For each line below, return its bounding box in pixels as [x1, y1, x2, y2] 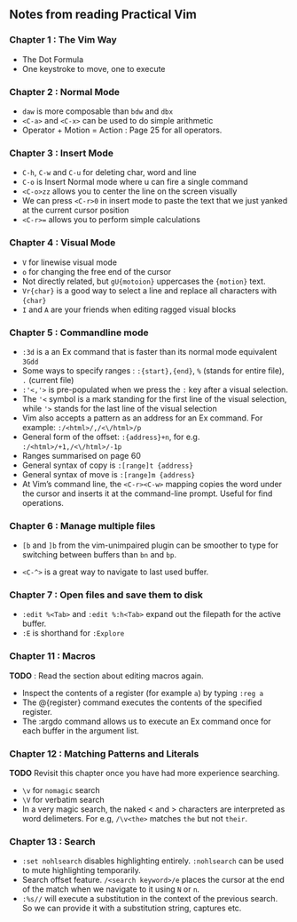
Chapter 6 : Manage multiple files [9, 519, 156, 532]
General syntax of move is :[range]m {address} [21, 469, 196, 479]
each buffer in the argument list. [21, 725, 140, 736]
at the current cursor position [21, 204, 129, 216]
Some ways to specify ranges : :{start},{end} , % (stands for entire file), [21, 365, 285, 376]
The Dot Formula [21, 53, 84, 65]
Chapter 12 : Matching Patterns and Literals [9, 747, 199, 759]
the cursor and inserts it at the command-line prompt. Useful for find [21, 488, 273, 499]
